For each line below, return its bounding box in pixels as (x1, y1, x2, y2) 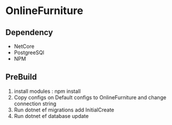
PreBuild (5, 72, 37, 82)
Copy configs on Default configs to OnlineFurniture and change (13, 93, 167, 100)
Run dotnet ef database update (13, 112, 89, 119)
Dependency (5, 27, 53, 37)
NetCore (13, 43, 34, 50)
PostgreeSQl (13, 49, 44, 56)
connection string (13, 100, 57, 107)
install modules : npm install (13, 88, 81, 95)
